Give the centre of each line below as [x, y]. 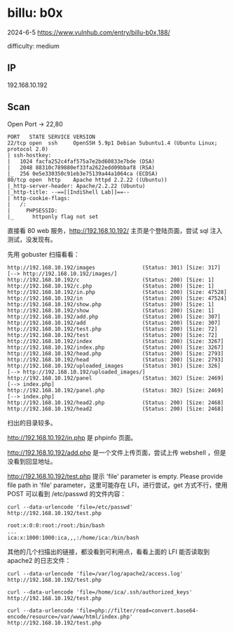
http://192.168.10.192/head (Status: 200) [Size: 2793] [116, 359]
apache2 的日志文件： [39, 560]
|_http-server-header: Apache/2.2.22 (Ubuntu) [76, 186]
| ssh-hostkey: [29, 155]
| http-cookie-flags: [39, 198]
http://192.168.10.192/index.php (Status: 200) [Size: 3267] [116, 347]
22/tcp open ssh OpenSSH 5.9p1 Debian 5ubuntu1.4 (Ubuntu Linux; [112, 143]
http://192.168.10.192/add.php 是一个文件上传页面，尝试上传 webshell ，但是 [117, 452]
